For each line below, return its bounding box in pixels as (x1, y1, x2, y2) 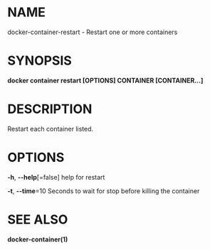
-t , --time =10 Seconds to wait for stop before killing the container (7, 186, 200, 195)
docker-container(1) (7, 235, 68, 244)
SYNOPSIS (7, 53, 73, 69)
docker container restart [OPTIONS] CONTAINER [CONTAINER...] (7, 76, 204, 85)
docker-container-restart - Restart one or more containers (7, 28, 178, 36)
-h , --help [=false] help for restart (7, 173, 105, 181)
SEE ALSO (7, 211, 68, 227)
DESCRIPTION (7, 101, 93, 117)
